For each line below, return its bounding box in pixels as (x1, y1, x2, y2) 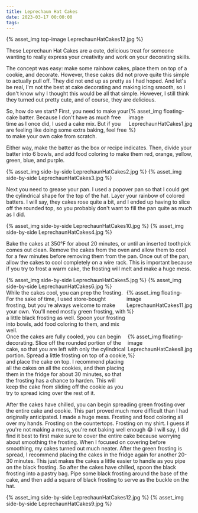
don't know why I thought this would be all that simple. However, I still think (6, 90, 189, 97)
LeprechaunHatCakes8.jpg (127, 346, 193, 353)
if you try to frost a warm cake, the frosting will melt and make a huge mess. (6, 265, 191, 272)
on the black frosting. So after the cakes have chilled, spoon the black (6, 464, 176, 471)
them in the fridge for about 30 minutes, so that (6, 371, 122, 378)
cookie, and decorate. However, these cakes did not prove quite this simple (6, 71, 190, 79)
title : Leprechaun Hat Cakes (6, 8, 78, 15)
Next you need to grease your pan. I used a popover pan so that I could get (6, 186, 189, 193)
